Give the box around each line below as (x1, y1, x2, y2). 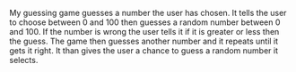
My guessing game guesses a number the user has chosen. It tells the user (9, 8, 287, 18)
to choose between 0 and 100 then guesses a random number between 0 (9, 17, 281, 28)
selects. (9, 55, 39, 65)
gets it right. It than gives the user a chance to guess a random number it (9, 45, 279, 56)
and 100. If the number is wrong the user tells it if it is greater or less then (9, 27, 280, 36)
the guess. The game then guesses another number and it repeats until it (9, 36, 279, 46)
